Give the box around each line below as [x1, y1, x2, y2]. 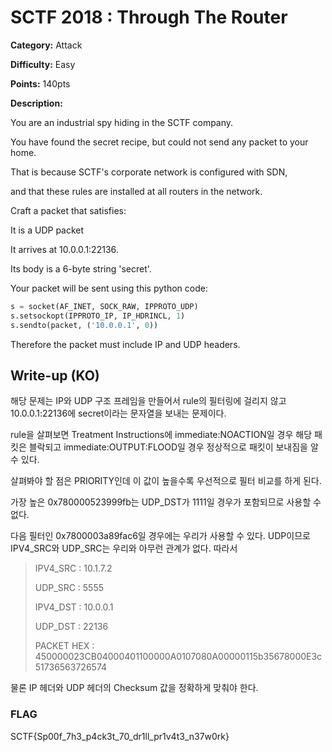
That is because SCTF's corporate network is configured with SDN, [10, 166, 288, 178]
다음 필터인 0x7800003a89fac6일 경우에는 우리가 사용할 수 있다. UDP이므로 [10, 530, 311, 542]
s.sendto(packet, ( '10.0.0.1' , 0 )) [10, 320, 159, 330]
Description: [10, 97, 63, 109]
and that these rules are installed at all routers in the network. [10, 185, 263, 197]
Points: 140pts [10, 77, 71, 90]
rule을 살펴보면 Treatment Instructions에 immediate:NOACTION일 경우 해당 [10, 429, 313, 441]
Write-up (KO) [10, 367, 100, 384]
